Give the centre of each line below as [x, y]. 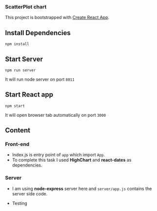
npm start [15, 106]
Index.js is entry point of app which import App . [59, 155]
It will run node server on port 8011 [40, 79]
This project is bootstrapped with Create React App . [57, 18]
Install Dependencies [38, 33]
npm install [17, 44]
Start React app [29, 95]
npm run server [20, 70]
